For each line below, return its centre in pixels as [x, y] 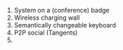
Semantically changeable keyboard [65, 25]
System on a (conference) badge [62, 10]
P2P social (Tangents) [46, 32]
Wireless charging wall [47, 18]
